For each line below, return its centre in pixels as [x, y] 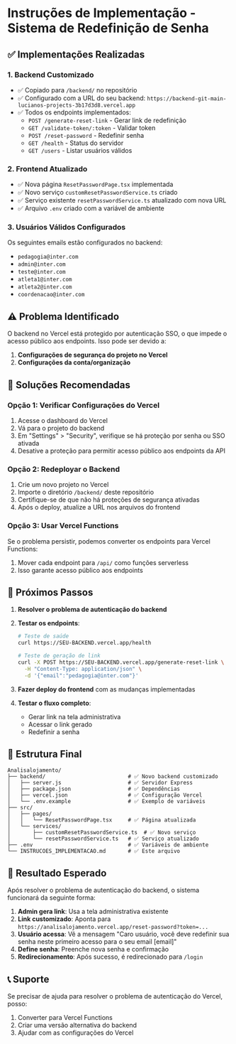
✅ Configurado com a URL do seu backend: [82, 98]
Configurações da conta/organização [74, 362]
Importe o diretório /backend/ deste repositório [86, 493]
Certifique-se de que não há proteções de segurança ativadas [108, 500]
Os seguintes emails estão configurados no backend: [85, 242]
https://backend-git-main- [187, 98]
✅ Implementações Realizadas [76, 54]
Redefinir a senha [54, 732]
